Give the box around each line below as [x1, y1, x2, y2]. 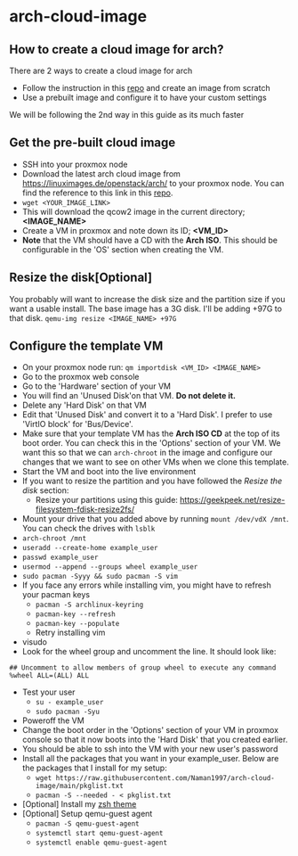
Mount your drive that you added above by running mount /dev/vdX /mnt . [21, 514, 289, 524]
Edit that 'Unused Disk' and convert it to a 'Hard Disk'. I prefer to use [21, 409, 273, 420]
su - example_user [35, 698, 104, 707]
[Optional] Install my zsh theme [21, 799, 137, 810]
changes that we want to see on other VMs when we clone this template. [21, 457, 289, 467]
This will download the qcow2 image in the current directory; [21, 206, 246, 217]
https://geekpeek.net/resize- [179, 495, 286, 506]
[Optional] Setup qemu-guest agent [21, 809, 153, 819]
